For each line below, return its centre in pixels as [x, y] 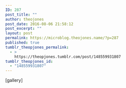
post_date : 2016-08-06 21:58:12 [39, 24]
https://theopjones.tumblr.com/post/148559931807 [68, 57]
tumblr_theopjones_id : [29, 61]
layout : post [19, 33]
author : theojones [25, 19]
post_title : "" [21, 15]
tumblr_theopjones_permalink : [37, 47]
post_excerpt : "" [24, 29]
